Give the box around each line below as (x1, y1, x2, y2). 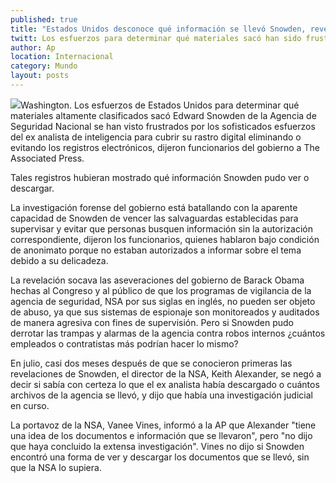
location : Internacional (10, 52, 114, 62)
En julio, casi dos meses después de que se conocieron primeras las (10, 357, 293, 369)
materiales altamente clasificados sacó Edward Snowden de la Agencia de (10, 109, 317, 121)
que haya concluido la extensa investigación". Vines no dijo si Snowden (10, 440, 305, 452)
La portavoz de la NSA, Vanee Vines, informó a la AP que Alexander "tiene (10, 419, 317, 431)
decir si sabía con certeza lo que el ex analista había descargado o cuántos (10, 378, 320, 390)
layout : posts (10, 71, 70, 81)
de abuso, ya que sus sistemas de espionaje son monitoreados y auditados (10, 306, 320, 318)
